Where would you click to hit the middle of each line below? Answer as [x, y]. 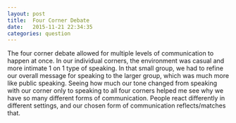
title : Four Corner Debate [49, 20]
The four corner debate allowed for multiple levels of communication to [111, 53]
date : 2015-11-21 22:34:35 [50, 27]
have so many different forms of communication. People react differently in [116, 98]
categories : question [39, 33]
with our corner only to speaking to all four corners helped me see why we [116, 91]
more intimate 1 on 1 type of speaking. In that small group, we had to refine [116, 68]
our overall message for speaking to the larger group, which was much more [118, 76]
